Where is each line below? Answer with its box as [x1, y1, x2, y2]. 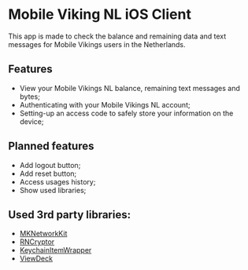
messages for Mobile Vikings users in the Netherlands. [8, 39, 187, 49]
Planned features [8, 140, 94, 153]
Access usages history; [19, 177, 96, 186]
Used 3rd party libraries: [8, 208, 131, 221]
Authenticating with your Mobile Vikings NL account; [19, 100, 191, 109]
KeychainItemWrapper [19, 246, 92, 255]
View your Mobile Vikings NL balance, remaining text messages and [19, 83, 240, 93]
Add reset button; [19, 169, 77, 178]
